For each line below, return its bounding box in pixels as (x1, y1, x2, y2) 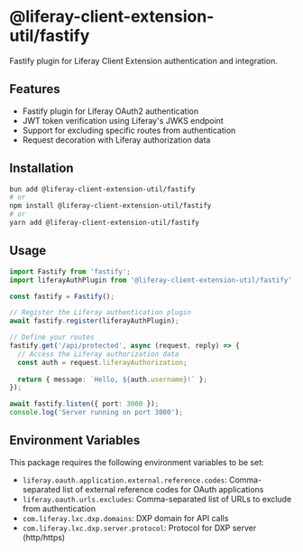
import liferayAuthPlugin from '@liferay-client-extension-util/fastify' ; (9, 276, 297, 285)
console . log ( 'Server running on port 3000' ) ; (9, 408, 183, 417)
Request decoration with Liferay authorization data (22, 134, 211, 145)
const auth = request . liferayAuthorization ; (17, 358, 188, 367)
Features (9, 81, 60, 97)
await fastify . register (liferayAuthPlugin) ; (9, 316, 179, 326)
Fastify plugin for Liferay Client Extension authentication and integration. (9, 55, 278, 66)
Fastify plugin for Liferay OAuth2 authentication (22, 106, 199, 117)
